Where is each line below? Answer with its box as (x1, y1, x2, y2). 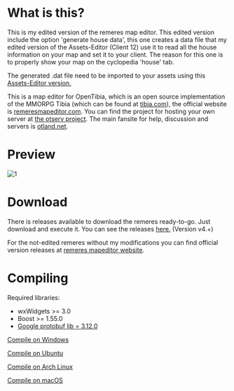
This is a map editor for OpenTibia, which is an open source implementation (7, 92, 226, 101)
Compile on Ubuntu (7, 348, 64, 357)
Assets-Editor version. (7, 78, 71, 87)
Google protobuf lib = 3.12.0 (17, 322, 98, 330)
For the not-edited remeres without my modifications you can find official (7, 238, 219, 246)
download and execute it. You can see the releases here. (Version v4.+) (7, 225, 214, 233)
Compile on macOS (7, 376, 63, 384)
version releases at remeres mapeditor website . (7, 246, 145, 254)
